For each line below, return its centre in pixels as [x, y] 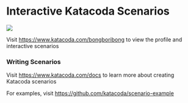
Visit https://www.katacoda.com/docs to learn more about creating [90, 75]
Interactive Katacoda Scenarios [88, 11]
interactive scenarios [33, 46]
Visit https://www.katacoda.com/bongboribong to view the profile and [94, 39]
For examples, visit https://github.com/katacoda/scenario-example [90, 93]
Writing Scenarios [34, 62]
